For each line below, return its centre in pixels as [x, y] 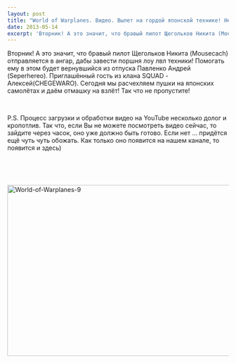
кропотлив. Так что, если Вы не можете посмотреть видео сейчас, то [112, 126]
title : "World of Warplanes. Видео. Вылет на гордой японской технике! [114, 20]
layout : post [26, 14]
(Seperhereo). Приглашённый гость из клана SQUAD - [88, 76]
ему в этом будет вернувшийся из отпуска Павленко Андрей [99, 68]
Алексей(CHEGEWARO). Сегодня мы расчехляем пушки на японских [111, 83]
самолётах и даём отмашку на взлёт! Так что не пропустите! [99, 91]
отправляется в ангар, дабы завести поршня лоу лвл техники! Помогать [116, 61]
